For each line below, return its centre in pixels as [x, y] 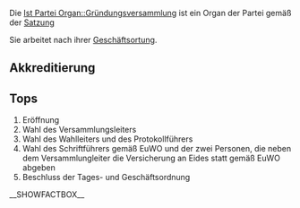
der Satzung [32, 22]
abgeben [39, 168]
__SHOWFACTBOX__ [47, 195]
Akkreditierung [52, 68]
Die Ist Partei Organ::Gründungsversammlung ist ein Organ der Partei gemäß [150, 13]
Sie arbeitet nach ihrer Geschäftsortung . [83, 40]
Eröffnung [41, 120]
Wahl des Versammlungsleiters [79, 130]
